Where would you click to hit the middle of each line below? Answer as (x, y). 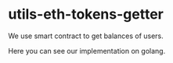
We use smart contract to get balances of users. (86, 36)
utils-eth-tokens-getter (86, 14)
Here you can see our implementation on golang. (87, 51)
